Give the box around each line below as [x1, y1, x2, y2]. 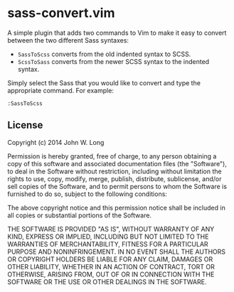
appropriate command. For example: [7, 86, 114, 94]
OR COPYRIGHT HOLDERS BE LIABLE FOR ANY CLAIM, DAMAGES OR [7, 254, 213, 264]
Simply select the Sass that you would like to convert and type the [7, 78, 201, 87]
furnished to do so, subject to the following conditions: [7, 190, 167, 198]
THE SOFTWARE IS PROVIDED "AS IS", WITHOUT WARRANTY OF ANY [7, 225, 215, 233]
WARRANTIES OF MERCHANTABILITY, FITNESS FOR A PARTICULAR [7, 239, 208, 248]
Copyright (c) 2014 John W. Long [7, 138, 105, 146]
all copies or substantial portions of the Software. [7, 211, 151, 220]
